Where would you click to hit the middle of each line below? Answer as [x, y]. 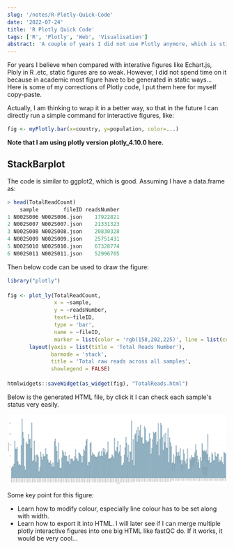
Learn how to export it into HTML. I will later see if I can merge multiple [119, 524]
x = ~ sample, [73, 303]
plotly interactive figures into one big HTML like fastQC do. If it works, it [120, 531]
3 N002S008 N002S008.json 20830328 [63, 232]
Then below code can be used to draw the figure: [78, 267]
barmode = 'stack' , [79, 354]
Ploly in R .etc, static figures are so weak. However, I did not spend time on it [117, 73]
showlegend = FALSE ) [81, 369]
